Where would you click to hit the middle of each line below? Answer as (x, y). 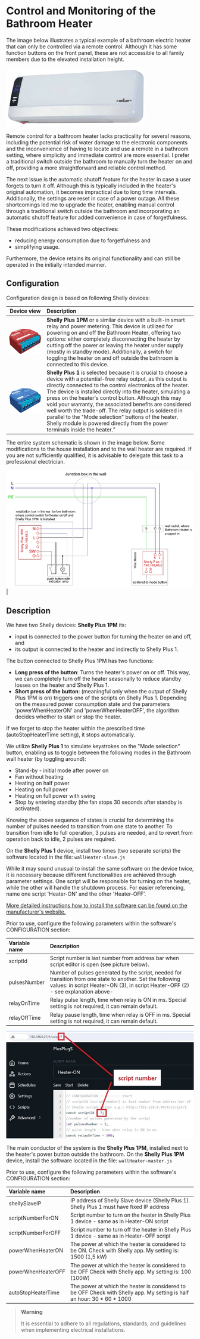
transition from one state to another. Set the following (115, 979)
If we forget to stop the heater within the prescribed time (76, 729)
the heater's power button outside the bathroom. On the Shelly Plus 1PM (95, 1154)
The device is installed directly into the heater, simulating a (118, 391)
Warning (32, 1312)
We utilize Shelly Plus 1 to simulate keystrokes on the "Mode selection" (93, 746)
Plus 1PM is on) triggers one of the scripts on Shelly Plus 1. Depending (101, 698)
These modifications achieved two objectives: (62, 229)
